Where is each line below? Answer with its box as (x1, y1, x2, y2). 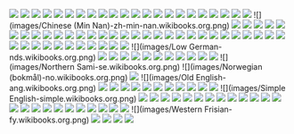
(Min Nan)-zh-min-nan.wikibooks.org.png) (73, 21, 230, 30)
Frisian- (204, 104, 233, 114)
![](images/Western (131, 104, 203, 114)
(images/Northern (9, 62, 76, 71)
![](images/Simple (219, 83, 286, 93)
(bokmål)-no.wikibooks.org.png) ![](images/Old (9, 72, 194, 82)
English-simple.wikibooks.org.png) (9, 94, 137, 104)
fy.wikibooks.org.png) (9, 114, 90, 125)
